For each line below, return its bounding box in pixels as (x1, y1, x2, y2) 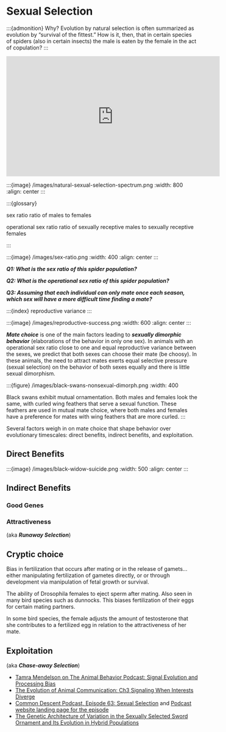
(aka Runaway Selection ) (6, 531, 71, 538)
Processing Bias (15, 679, 56, 687)
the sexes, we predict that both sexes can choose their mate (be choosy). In (6, 350, 197, 358)
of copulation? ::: (6, 44, 49, 51)
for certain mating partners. (6, 603, 76, 611)
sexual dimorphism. (6, 369, 56, 377)
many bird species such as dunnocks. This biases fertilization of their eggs (6, 596, 194, 604)
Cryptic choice (6, 549, 64, 559)
